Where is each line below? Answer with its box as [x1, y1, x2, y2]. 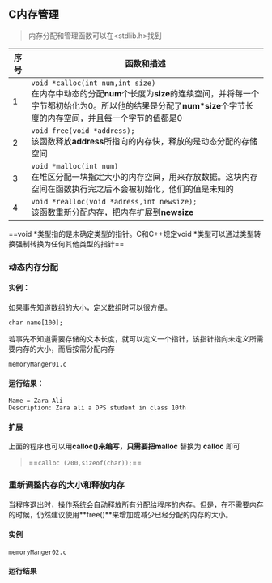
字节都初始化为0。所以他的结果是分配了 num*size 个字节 [31, 100, 246, 111]
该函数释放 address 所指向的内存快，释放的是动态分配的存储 [31, 135, 258, 147]
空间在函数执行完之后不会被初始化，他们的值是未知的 [31, 183, 235, 195]
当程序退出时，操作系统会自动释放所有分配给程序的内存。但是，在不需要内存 [8, 499, 264, 509]
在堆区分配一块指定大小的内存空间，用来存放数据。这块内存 [31, 171, 259, 182]
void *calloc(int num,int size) [31, 78, 156, 88]
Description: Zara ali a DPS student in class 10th [8, 404, 186, 412]
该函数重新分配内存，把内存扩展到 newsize [31, 206, 194, 217]
